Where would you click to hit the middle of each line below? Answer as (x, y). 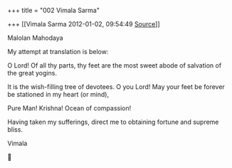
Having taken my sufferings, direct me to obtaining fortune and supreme (113, 122)
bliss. (15, 130)
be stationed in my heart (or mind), (58, 94)
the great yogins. (32, 73)
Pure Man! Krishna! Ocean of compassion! (69, 108)
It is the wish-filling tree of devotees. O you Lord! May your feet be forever (116, 87)
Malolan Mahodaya (35, 38)
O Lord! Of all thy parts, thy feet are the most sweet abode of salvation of (115, 65)
